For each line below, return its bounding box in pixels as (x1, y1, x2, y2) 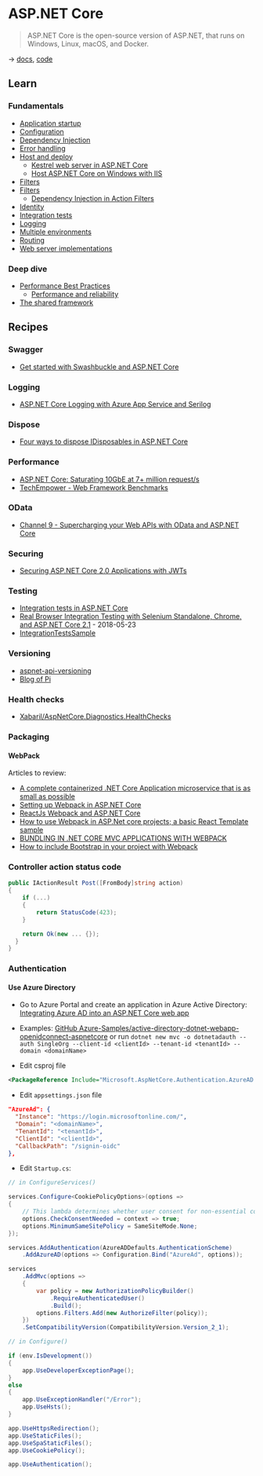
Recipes (8, 320, 49, 334)
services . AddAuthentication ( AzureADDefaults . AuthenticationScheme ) (8, 1243, 233, 1251)
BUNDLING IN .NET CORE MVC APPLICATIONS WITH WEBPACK (19, 833, 227, 843)
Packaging (8, 731, 49, 742)
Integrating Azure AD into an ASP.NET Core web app (19, 1009, 189, 1018)
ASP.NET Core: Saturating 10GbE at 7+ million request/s (19, 474, 200, 484)
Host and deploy (19, 152, 73, 161)
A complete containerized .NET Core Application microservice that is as (19, 783, 251, 793)
